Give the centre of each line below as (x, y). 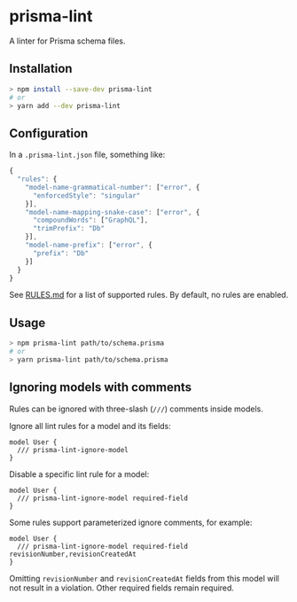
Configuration (49, 133)
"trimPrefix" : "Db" (68, 229)
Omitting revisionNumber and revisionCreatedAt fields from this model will (144, 578)
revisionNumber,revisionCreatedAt (73, 554)
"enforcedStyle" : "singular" (86, 195)
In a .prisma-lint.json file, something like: (87, 155)
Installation (41, 69)
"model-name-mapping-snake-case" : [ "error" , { (113, 212)
